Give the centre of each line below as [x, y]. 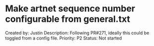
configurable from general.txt [68, 19]
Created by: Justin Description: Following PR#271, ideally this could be [77, 33]
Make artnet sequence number [70, 9]
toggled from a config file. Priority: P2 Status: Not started [64, 38]
